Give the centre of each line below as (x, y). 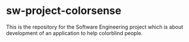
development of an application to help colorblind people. (74, 33)
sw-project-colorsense (64, 11)
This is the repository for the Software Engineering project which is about (95, 27)
